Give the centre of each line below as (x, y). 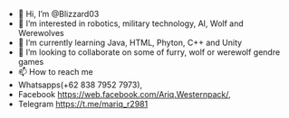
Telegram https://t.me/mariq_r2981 (83, 104)
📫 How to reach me (55, 72)
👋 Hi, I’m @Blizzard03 (58, 14)
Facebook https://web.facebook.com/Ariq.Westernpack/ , (124, 94)
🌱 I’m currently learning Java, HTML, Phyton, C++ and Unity (130, 42)
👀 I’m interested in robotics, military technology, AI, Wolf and (131, 23)
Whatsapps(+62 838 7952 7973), (80, 85)
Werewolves (41, 33)
